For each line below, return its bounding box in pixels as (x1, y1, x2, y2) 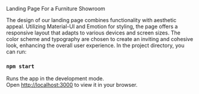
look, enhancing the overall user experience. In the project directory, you (6, 42, 185, 49)
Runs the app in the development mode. (6, 75, 104, 82)
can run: (6, 48, 27, 55)
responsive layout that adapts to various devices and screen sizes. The (6, 29, 181, 36)
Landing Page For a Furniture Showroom (6, 5, 105, 12)
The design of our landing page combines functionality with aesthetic (6, 17, 177, 23)
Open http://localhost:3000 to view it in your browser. (6, 82, 138, 89)
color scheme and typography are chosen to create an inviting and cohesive (6, 36, 194, 42)
